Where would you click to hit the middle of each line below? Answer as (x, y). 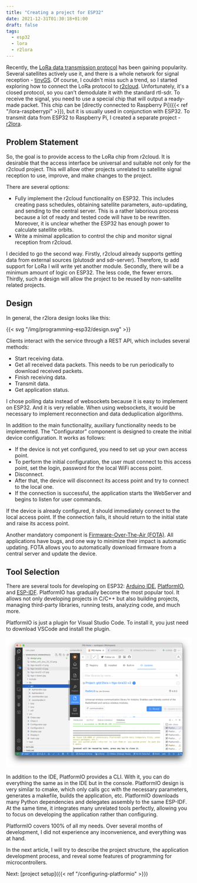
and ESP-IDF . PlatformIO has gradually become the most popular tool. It (93, 593)
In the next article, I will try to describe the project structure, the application (97, 849)
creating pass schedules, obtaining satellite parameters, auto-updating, (101, 204)
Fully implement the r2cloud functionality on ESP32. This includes (94, 198)
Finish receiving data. (41, 377)
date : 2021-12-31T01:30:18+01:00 (47, 19)
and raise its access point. (38, 523)
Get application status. (42, 390)
